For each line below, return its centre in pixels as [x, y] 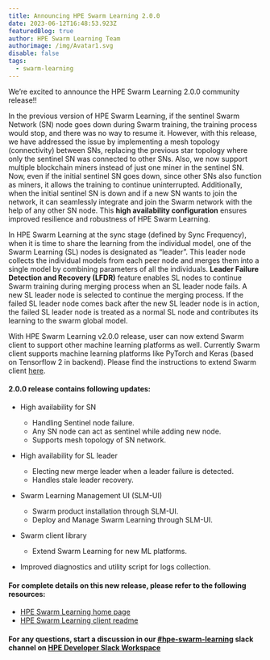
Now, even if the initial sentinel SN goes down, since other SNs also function [135, 176]
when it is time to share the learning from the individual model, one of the [130, 243]
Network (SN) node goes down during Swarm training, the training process [133, 124]
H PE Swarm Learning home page [75, 612]
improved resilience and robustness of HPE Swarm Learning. [110, 218]
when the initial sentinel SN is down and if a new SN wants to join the [123, 193]
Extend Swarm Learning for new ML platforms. [110, 551]
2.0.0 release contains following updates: [80, 389]
